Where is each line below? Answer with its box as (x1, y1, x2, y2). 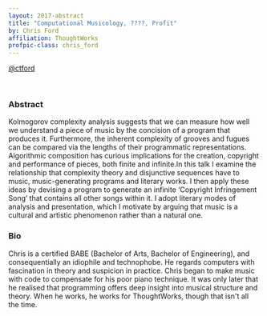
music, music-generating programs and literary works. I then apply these (8, 177, 249, 186)
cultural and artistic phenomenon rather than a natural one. (8, 210, 203, 220)
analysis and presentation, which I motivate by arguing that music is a (8, 202, 238, 212)
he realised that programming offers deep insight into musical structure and (8, 282, 258, 292)
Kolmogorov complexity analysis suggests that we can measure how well (8, 117, 250, 126)
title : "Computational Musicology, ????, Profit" (8, 19, 178, 27)
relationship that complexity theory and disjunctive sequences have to (8, 168, 241, 178)
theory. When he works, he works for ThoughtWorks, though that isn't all (8, 291, 249, 301)
